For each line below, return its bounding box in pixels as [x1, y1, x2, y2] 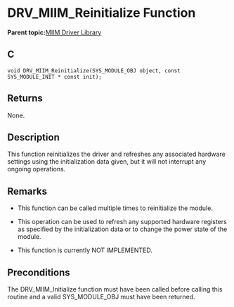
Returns [7, 93, 44, 105]
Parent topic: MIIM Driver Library [7, 28, 102, 37]
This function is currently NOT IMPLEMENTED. [17, 246, 153, 254]
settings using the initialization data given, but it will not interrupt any [7, 157, 207, 166]
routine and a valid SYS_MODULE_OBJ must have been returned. [7, 293, 195, 301]
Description [7, 131, 60, 143]
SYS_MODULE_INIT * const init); [7, 73, 102, 80]
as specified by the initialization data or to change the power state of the [17, 225, 228, 233]
